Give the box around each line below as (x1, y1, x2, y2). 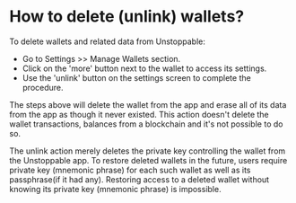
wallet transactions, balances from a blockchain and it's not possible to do (9, 119, 283, 129)
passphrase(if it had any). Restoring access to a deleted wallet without (9, 173, 270, 185)
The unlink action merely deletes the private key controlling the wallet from (9, 146, 286, 156)
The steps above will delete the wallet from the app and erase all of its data (9, 99, 287, 110)
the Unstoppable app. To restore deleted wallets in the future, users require (9, 154, 288, 165)
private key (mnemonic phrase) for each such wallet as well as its (9, 164, 251, 175)
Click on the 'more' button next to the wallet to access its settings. (22, 63, 267, 74)
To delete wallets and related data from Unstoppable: (9, 36, 206, 47)
